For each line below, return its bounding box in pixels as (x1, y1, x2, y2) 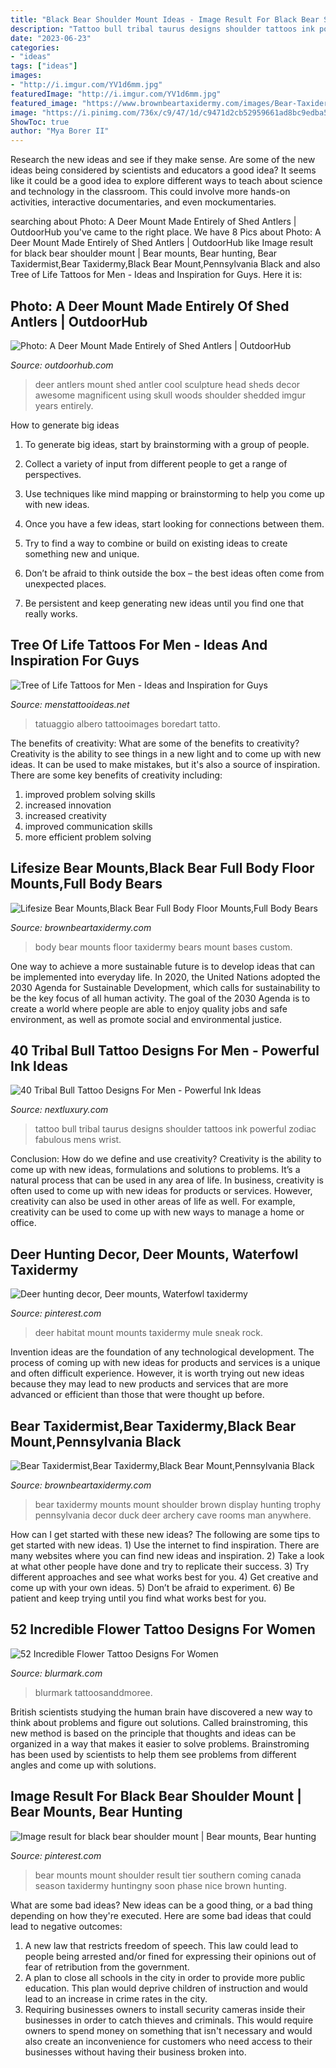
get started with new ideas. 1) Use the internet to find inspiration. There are (10, 1539, 320, 1551)
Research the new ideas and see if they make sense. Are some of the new (10, 154, 316, 166)
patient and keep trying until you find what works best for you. (10, 1592, 267, 1604)
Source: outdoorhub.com (10, 359, 114, 371)
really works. (24, 607, 78, 620)
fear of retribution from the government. (24, 1961, 190, 1973)
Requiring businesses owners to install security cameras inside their (24, 2003, 306, 2015)
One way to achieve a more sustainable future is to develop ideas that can (10, 960, 316, 972)
